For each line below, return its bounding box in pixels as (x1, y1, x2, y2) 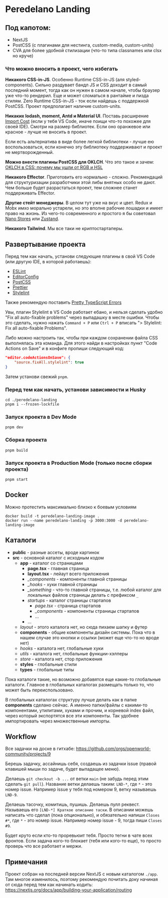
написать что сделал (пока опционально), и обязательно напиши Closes (5, 812, 160, 818)
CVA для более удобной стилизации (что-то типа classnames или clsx (12, 48, 162, 53)
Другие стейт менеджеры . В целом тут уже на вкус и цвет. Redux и (5, 200, 152, 206)
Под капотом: (5, 24, 51, 32)
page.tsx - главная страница (27, 565, 89, 571)
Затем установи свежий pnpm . (5, 374, 69, 380)
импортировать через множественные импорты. (5, 718, 111, 724)
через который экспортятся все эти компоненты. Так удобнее (5, 712, 139, 719)
